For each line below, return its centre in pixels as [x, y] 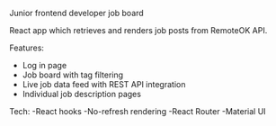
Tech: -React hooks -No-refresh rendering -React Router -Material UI [138, 111]
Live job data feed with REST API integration [104, 84]
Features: [27, 48]
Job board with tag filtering [73, 75]
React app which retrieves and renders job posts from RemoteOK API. [138, 30]
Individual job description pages [82, 94]
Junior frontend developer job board [76, 13]
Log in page [45, 65]
